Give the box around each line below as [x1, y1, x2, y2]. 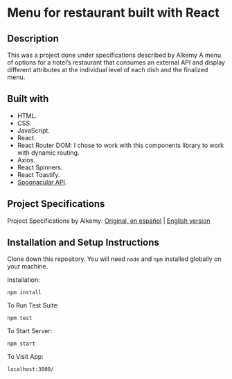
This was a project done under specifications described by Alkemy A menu [7, 51, 222, 59]
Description [7, 33, 59, 44]
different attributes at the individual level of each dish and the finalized [7, 66, 208, 74]
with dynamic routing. [17, 148, 80, 157]
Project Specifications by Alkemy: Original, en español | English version [7, 217, 211, 225]
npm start [7, 340, 36, 348]
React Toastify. [17, 170, 60, 178]
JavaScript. [17, 126, 51, 135]
